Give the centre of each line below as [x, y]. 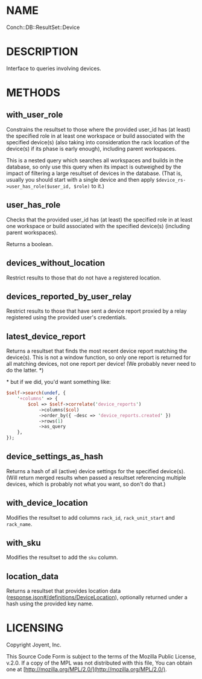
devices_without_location [56, 263]
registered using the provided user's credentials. [67, 317]
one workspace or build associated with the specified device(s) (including [98, 226]
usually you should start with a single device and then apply [80, 179]
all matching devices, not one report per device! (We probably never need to [101, 364]
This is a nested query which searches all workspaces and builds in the [95, 160]
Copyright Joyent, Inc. [34, 645]
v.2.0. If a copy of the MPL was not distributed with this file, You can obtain [99, 663]
